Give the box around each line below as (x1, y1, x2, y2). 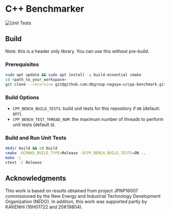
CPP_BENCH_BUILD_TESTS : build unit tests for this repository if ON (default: (12, 105, 160, 111)
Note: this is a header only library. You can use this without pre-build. (5, 48, 150, 54)
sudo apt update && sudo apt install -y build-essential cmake (5, 72, 142, 78)
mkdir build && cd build (5, 146, 58, 151)
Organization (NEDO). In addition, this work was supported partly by (5, 198, 147, 204)
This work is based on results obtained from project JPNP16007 (5, 188, 138, 194)
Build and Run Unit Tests (5, 134, 67, 141)
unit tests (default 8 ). (12, 121, 56, 128)
